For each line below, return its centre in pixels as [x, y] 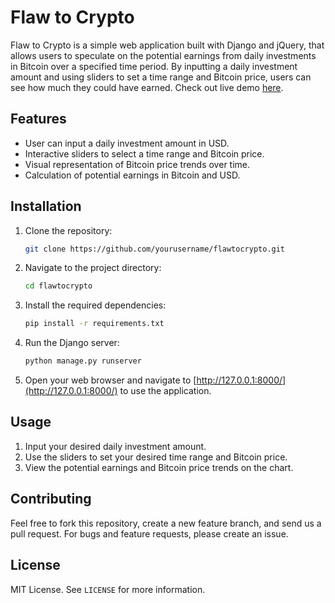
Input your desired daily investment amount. [115, 446]
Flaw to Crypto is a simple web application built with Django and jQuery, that [167, 45]
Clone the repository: [68, 230]
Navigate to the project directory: [93, 268]
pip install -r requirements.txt [94, 324]
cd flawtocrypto [58, 286]
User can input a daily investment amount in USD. [127, 143]
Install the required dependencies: [95, 305]
